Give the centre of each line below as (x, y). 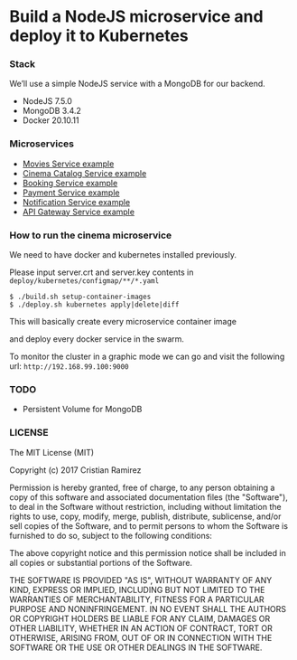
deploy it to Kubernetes (99, 36)
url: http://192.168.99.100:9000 (69, 366)
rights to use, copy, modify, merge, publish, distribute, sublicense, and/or (145, 516)
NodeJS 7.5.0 (47, 101)
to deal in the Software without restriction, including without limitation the (145, 506)
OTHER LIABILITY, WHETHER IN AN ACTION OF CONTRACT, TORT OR (141, 628)
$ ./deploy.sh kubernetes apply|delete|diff (94, 305)
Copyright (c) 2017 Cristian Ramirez (75, 470)
